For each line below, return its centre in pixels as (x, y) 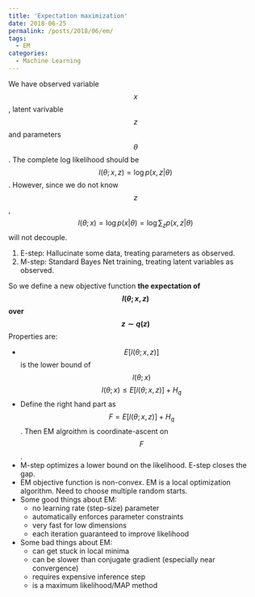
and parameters (35, 134)
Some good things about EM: (68, 500)
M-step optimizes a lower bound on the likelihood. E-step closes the (134, 465)
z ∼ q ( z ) (136, 323)
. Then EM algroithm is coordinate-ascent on (94, 431)
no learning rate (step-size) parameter (96, 508)
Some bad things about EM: (66, 543)
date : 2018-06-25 (38, 23)
